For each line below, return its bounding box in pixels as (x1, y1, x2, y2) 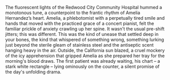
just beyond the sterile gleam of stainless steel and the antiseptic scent (5, 42, 154, 48)
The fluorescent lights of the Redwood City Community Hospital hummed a (5, 5, 162, 10)
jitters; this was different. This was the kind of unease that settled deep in (5, 31, 159, 37)
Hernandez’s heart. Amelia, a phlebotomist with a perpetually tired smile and (5, 15, 165, 21)
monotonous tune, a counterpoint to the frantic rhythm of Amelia (5, 10, 141, 16)
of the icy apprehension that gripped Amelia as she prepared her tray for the (5, 53, 165, 59)
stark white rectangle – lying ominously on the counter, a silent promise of (5, 63, 160, 69)
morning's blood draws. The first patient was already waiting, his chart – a (5, 58, 160, 64)
